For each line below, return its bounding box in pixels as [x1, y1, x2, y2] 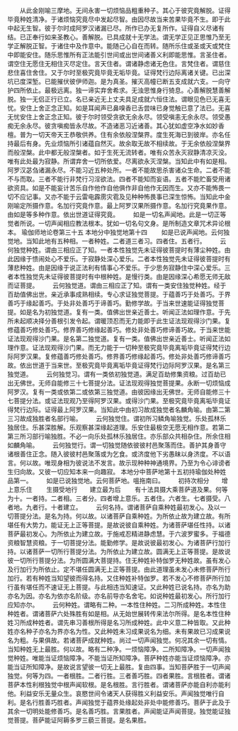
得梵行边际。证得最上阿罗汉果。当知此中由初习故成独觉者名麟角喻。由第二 [7, 405, 225, 414]
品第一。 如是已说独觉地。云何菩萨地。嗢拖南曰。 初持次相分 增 [7, 476, 228, 485]
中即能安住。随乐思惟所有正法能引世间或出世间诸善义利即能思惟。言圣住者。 [7, 50, 231, 59]
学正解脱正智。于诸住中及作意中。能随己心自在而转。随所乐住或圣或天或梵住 [7, 42, 231, 50]
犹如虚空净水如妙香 [168, 121, 225, 130]
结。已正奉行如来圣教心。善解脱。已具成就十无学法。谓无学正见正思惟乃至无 [7, 33, 231, 41]
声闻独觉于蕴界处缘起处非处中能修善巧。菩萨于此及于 [75, 698, 231, 706]
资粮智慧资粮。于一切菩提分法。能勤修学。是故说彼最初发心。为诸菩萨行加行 [7, 539, 231, 546]
